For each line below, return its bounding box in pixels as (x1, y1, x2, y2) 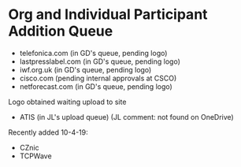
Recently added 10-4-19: (8, 128, 88, 137)
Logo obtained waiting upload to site (8, 97, 127, 106)
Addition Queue (8, 22, 113, 40)
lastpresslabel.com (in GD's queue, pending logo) (19, 57, 181, 66)
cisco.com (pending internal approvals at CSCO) (19, 73, 177, 83)
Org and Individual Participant (8, 6, 208, 24)
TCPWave (19, 151, 53, 161)
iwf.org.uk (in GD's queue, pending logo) (19, 65, 152, 74)
